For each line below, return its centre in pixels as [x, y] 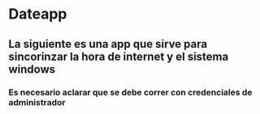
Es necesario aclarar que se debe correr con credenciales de [130, 92]
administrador [37, 102]
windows [32, 69]
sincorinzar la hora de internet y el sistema [119, 56]
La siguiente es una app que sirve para [108, 44]
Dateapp [38, 14]
